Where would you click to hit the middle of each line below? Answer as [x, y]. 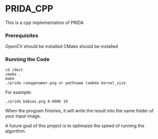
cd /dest [14, 70]
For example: [19, 92]
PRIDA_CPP [29, 9]
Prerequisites [22, 35]
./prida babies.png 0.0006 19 [37, 101]
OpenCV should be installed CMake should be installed [62, 46]
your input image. [23, 116]
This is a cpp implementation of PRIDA [44, 22]
